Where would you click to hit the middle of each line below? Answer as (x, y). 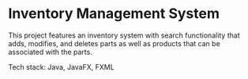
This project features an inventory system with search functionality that (124, 35)
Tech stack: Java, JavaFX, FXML (61, 66)
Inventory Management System (114, 14)
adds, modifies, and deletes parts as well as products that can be (115, 43)
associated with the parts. (50, 52)
